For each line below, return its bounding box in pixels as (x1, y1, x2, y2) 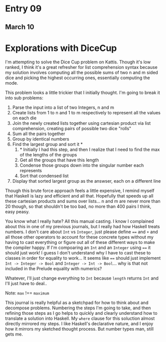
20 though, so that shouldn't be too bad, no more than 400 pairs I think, (5, 203, 152, 209)
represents (19, 167, 42, 173)
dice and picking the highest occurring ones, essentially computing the (5, 75, 150, 81)
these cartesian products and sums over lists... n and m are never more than (5, 198, 161, 204)
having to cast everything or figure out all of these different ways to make (5, 239, 155, 245)
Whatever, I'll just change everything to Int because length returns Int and (5, 275, 159, 281)
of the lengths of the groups (19, 151, 77, 157)
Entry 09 (5, 3, 42, 14)
